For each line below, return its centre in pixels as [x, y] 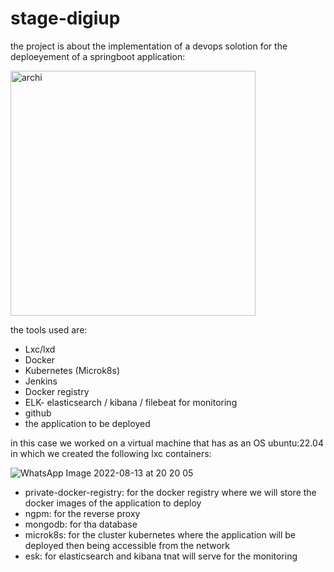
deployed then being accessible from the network [127, 545]
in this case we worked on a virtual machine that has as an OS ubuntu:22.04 [167, 443]
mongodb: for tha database [81, 524]
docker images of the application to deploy [113, 503]
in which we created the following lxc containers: [111, 453]
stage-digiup [65, 18]
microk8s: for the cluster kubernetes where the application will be [160, 534]
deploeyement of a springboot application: [98, 56]
